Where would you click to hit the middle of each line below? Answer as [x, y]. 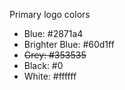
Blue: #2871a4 [53, 33]
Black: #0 [43, 65]
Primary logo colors [50, 14]
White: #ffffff [50, 76]
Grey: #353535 [55, 55]
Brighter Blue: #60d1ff [69, 44]
